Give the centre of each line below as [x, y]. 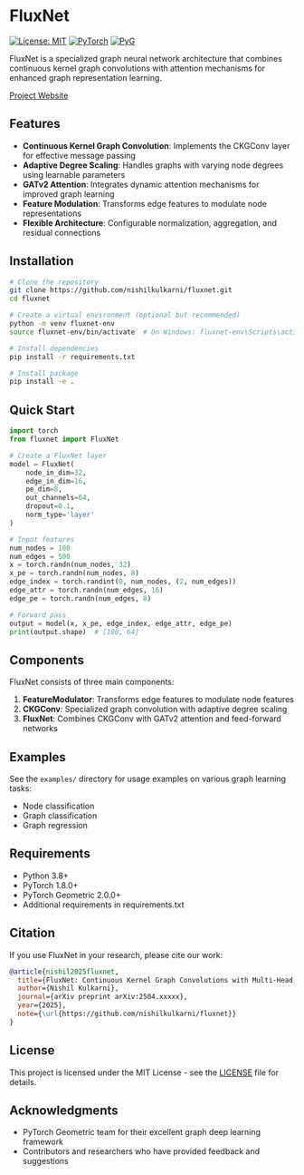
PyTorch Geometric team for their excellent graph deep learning [141, 1132]
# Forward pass [38, 615]
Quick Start [42, 410]
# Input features [42, 539]
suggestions [46, 1161]
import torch [34, 431]
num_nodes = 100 [40, 548]
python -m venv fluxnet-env [62, 324]
